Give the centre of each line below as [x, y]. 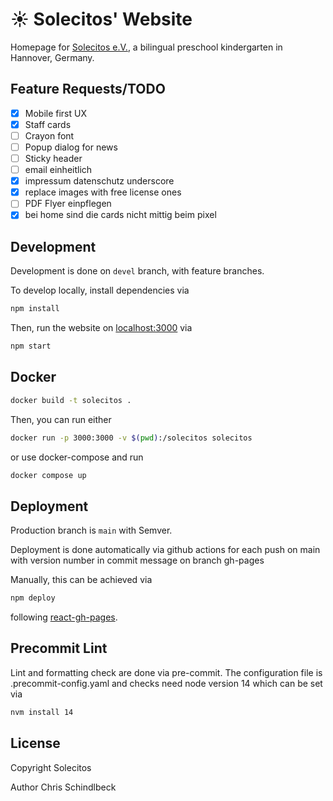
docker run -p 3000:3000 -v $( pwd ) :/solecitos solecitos [131, 438]
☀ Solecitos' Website [101, 19]
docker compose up [48, 475]
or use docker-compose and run [77, 457]
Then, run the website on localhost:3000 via [101, 328]
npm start [31, 346]
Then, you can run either [61, 419]
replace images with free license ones [103, 192]
